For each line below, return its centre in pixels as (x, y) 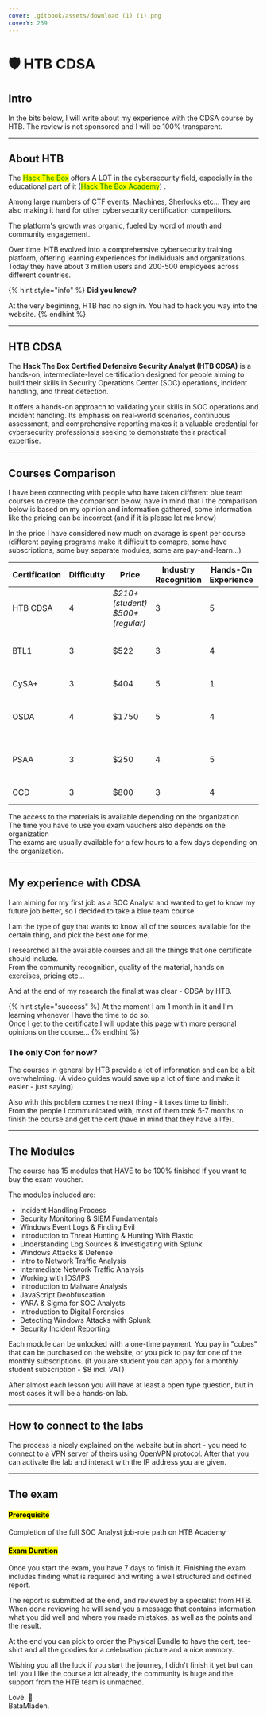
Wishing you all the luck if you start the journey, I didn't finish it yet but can (130, 1665)
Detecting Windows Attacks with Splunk (85, 1320)
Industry (178, 569)
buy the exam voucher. (46, 1179)
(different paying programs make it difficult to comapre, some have (118, 542)
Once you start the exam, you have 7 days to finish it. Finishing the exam (127, 1568)
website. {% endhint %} (47, 315)
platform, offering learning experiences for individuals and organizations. (128, 258)
